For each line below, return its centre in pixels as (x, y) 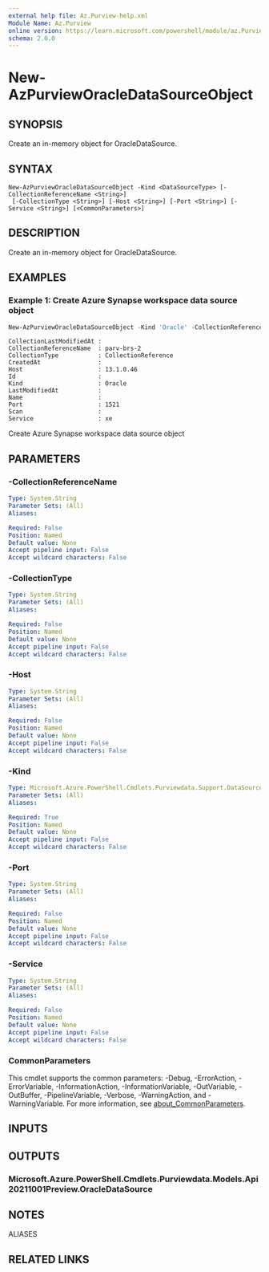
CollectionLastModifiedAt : (55, 342)
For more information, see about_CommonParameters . (156, 1103)
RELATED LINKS (49, 1260)
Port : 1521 (64, 405)
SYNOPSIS (36, 124)
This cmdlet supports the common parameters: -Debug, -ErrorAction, (123, 1078)
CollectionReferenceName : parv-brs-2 (75, 349)
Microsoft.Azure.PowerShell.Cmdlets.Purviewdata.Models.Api (133, 1179)
